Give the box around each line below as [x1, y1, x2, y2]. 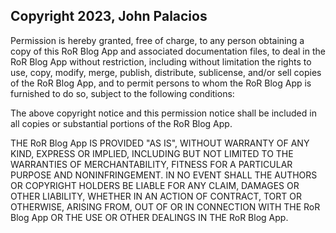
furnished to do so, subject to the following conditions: [10, 87, 235, 99]
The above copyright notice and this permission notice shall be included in [10, 107, 317, 119]
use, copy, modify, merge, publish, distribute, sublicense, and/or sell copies [10, 66, 322, 78]
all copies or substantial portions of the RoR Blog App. [10, 117, 233, 129]
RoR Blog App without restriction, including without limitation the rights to [10, 55, 312, 68]
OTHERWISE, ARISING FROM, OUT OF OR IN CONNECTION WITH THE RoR [10, 200, 321, 213]
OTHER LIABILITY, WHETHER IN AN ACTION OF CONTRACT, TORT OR [10, 190, 302, 202]
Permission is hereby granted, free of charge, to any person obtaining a [10, 34, 305, 46]
